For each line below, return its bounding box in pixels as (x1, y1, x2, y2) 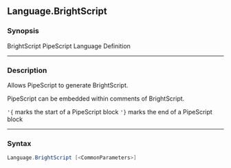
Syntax (7, 138, 32, 148)
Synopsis (7, 26, 39, 36)
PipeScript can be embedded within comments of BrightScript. (7, 94, 185, 103)
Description (7, 65, 47, 75)
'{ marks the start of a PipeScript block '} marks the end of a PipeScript (7, 107, 213, 116)
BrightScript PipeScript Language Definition (7, 41, 131, 50)
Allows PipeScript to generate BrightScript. (7, 81, 129, 89)
